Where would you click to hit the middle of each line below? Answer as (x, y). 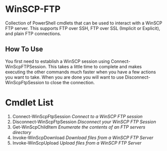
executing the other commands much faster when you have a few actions (81, 72)
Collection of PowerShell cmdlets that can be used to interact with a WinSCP (84, 23)
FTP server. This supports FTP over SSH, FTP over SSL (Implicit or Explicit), (83, 28)
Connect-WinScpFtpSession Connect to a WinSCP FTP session (78, 116)
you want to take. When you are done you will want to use (65, 77)
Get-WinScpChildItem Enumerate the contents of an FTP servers (79, 127)
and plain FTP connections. (33, 33)
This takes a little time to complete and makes (95, 66)
